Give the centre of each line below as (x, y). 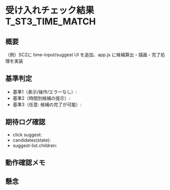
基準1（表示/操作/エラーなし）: (45, 91)
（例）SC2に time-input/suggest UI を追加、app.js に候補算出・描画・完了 (83, 55)
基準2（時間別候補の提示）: (41, 98)
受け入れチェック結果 (50, 10)
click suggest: (27, 135)
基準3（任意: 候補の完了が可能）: (47, 104)
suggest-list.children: (35, 145)
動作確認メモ (25, 163)
